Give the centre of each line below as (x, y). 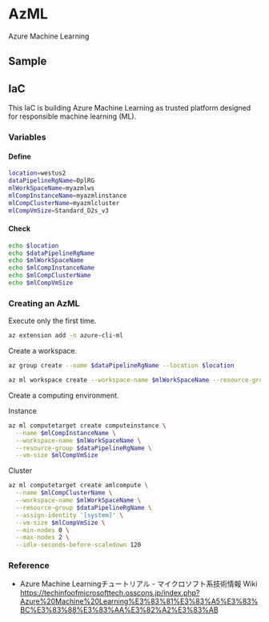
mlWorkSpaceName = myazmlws (51, 188)
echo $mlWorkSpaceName (46, 261)
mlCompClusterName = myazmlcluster (64, 203)
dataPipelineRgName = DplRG (51, 181)
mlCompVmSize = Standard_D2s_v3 (59, 210)
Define (20, 156)
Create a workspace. (43, 351)
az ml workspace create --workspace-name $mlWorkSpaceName (109, 380)
